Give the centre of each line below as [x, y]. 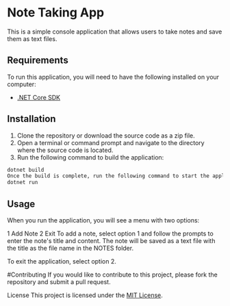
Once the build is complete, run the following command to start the [108, 176]
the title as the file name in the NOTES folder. [71, 248]
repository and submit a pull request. [59, 282]
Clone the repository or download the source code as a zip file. [106, 136]
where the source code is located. [65, 150]
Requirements [38, 61]
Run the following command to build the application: [90, 157]
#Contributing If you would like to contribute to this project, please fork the [112, 275]
